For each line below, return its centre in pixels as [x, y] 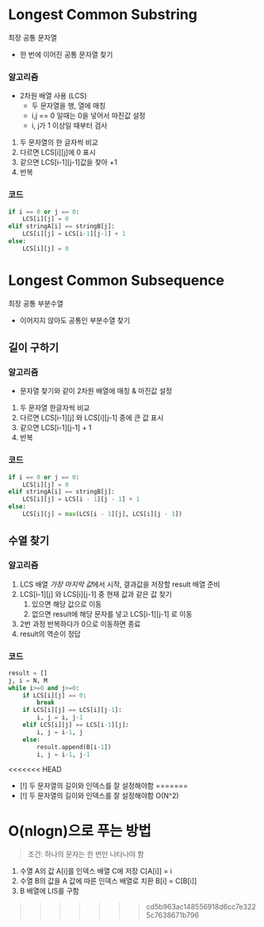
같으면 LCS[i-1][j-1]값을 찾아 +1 [68, 162]
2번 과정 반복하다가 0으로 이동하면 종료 [80, 624]
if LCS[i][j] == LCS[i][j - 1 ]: [73, 710]
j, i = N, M [28, 680]
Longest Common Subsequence [116, 280]
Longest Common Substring [103, 15]
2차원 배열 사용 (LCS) [53, 96]
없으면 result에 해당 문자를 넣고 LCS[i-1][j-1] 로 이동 [112, 614]
